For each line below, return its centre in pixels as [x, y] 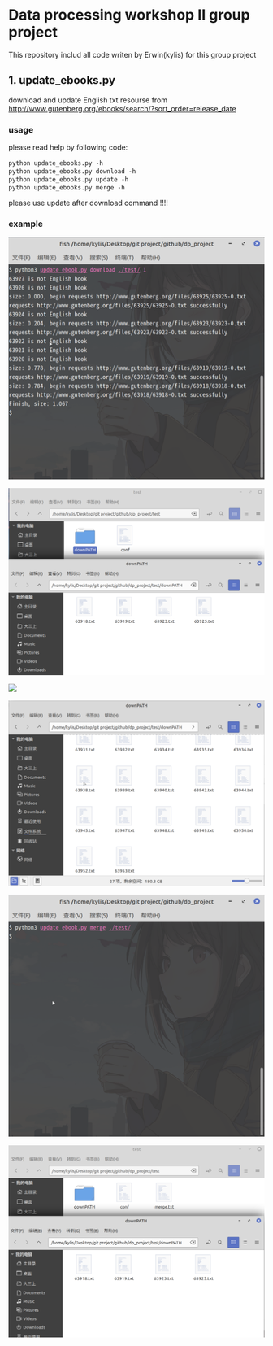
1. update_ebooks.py [62, 80]
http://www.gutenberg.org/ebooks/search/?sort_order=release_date [123, 108]
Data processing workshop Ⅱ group [129, 15]
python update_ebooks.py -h [56, 163]
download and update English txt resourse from [88, 100]
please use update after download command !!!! [88, 203]
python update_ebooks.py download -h [72, 172]
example [26, 224]
